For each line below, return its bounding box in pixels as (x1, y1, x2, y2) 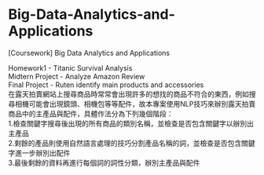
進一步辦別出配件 (14, 148, 71, 158)
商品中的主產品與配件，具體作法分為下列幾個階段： (8, 108, 174, 118)
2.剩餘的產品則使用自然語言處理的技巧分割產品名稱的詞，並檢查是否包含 (8, 138, 242, 148)
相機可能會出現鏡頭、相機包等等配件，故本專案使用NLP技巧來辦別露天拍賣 (14, 99, 256, 108)
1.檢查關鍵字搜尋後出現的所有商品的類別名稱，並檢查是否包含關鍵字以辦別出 (8, 118, 254, 128)
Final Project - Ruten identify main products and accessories (8, 80, 204, 89)
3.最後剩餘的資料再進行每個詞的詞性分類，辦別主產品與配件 (8, 158, 200, 167)
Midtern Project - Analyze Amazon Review (8, 71, 145, 81)
